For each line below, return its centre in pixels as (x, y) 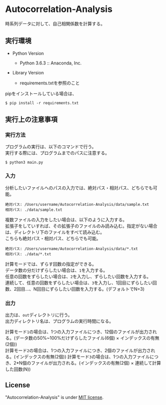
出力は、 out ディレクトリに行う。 (39, 315)
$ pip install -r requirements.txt (42, 103)
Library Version (28, 72)
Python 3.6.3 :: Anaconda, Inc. (51, 63)
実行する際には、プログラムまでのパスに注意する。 (57, 153)
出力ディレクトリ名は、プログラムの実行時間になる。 (59, 321)
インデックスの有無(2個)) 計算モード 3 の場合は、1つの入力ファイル (83, 357)
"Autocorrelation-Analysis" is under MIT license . (54, 397)
